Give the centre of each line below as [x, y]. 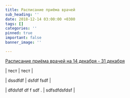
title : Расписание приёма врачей [40, 10]
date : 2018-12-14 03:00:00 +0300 [40, 19]
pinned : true [19, 33]
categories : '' [21, 28]
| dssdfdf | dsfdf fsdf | [28, 80]
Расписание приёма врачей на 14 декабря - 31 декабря [65, 61]
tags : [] [14, 24]
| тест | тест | [19, 70]
